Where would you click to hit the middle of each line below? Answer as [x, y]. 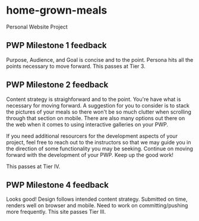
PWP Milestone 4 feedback [57, 185]
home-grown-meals [57, 10]
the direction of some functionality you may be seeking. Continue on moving [99, 149]
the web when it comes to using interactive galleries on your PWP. [87, 124]
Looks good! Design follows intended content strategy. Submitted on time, [97, 199]
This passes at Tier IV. [33, 166]
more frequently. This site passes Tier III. [56, 212]
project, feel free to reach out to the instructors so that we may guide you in [99, 142]
